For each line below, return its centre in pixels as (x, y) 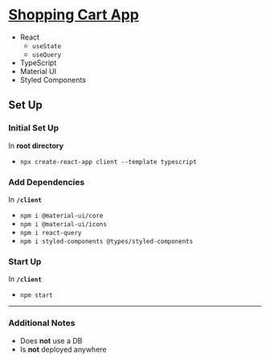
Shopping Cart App (74, 15)
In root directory (36, 146)
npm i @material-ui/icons (63, 224)
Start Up (25, 261)
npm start (37, 295)
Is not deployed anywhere (63, 349)
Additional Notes (42, 323)
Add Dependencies (47, 182)
